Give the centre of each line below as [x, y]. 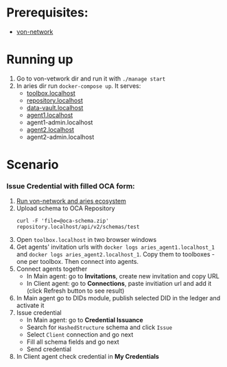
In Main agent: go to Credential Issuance [85, 320]
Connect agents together [52, 269]
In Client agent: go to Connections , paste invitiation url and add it [119, 284]
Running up [40, 59]
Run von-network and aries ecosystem [71, 201]
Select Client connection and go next [80, 335]
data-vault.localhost [55, 107]
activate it [30, 305]
